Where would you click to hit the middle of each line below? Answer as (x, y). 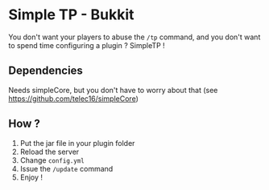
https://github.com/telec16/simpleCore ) (73, 99)
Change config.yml (52, 160)
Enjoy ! (31, 177)
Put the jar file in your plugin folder (77, 143)
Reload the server (50, 152)
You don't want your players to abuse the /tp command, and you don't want (134, 37)
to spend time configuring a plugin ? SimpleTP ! (87, 45)
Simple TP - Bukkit (71, 15)
